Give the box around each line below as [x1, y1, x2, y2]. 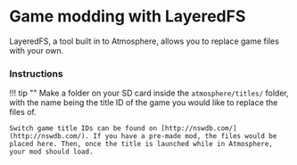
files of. [9, 107, 37, 118]
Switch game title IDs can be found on [9, 124, 158, 133]
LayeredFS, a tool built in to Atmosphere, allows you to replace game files [9, 36, 279, 46]
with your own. [9, 45, 64, 55]
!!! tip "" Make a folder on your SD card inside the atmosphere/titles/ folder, [9, 87, 290, 99]
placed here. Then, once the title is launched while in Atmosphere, [9, 140, 274, 149]
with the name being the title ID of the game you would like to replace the [9, 97, 278, 108]
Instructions [9, 67, 64, 79]
